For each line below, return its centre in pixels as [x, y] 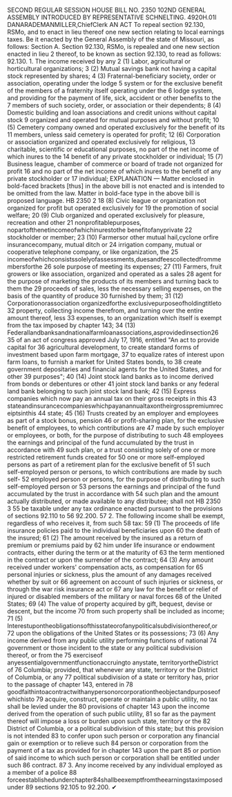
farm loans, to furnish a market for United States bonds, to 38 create [105, 362]
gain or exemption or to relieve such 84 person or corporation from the [108, 743]
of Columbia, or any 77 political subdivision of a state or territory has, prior [113, 677]
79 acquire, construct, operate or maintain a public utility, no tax [127, 699]
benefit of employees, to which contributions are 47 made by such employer [116, 428]
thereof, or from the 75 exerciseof [55, 655]
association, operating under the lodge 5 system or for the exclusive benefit [115, 83]
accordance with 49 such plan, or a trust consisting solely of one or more [112, 450]
